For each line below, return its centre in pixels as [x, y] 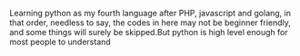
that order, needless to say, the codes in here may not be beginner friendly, [150, 23]
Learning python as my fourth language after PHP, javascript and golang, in [150, 13]
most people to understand [60, 42]
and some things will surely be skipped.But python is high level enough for [149, 32]
